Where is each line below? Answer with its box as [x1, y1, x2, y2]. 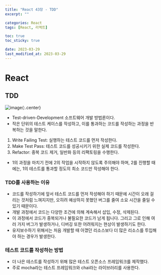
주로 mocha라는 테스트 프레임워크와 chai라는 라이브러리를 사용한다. [12, 265, 140, 271]
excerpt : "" [5, 12, 29, 17]
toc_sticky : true [5, 38, 40, 43]
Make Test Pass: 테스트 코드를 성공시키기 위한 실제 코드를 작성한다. [12, 143, 140, 149]
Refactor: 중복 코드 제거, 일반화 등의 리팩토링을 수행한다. [12, 149, 119, 155]
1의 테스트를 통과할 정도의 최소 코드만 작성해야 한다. [22, 166, 120, 172]
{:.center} [22, 104, 41, 110]
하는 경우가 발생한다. [17, 234, 57, 240]
